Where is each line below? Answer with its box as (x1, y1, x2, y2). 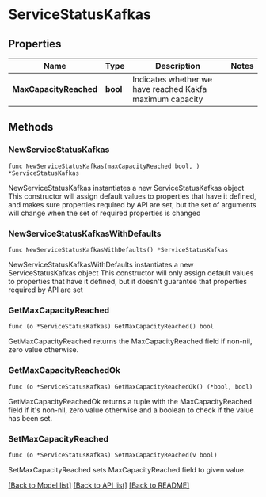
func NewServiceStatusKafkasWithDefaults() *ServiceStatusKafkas (8, 245, 228, 254)
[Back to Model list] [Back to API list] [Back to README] (8, 480, 190, 490)
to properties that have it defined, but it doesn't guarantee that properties (8, 276, 248, 286)
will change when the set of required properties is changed (8, 208, 201, 218)
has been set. (8, 413, 53, 423)
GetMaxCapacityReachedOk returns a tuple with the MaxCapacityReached (8, 396, 252, 406)
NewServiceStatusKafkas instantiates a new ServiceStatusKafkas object (8, 183, 245, 192)
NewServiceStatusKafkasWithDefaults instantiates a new (8, 260, 194, 269)
